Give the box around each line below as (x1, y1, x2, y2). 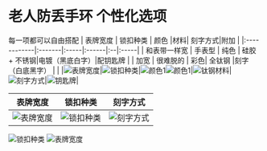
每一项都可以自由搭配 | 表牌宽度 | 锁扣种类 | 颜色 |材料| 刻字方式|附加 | (8, 35, 240, 45)
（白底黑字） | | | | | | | (8, 65, 232, 75)
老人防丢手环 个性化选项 (8, 7, 167, 26)
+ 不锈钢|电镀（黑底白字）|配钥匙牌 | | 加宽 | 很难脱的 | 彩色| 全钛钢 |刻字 (8, 55, 249, 65)
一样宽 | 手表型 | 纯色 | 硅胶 (166, 45, 257, 55)
